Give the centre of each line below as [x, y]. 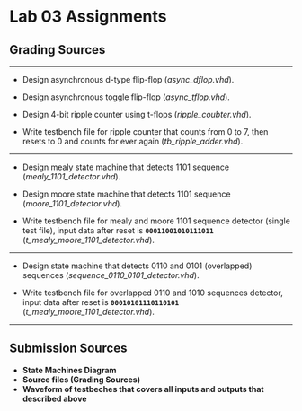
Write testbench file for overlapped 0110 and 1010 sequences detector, [152, 293]
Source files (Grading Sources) [81, 380]
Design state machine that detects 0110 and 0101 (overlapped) [137, 266]
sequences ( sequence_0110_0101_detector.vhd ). [111, 275]
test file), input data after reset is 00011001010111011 [118, 230]
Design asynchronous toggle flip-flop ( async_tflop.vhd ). [126, 97]
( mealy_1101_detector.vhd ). [71, 176]
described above [54, 398]
